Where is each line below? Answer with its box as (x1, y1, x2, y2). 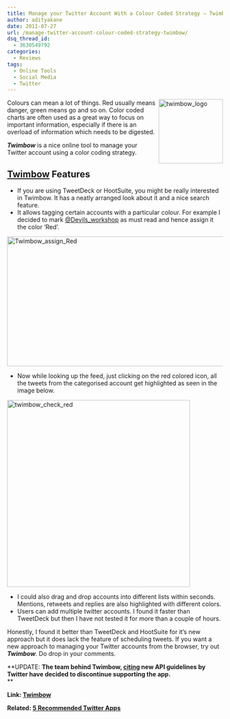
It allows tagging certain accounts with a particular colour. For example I (16, 208, 220, 216)
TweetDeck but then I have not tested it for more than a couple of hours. (16, 614, 221, 623)
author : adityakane (7, 16, 63, 23)
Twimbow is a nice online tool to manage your (7, 141, 138, 149)
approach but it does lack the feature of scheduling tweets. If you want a (7, 635, 212, 644)
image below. (16, 386, 55, 394)
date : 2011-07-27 (7, 23, 57, 29)
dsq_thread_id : (7, 36, 51, 42)
